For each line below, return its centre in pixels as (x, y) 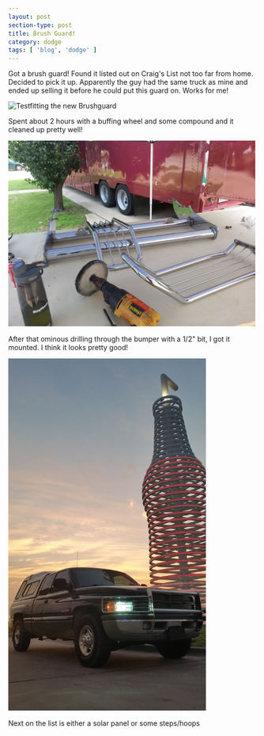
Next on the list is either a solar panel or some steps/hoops (104, 723)
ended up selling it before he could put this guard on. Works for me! (119, 90)
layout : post (30, 17)
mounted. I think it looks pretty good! (68, 348)
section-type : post (40, 25)
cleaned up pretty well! (45, 130)
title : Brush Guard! (42, 33)
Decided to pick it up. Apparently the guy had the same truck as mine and (128, 82)
